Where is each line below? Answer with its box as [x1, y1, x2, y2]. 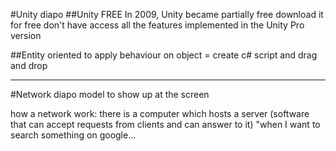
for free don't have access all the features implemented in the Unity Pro [10, 19, 305, 31]
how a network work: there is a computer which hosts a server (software [10, 108, 310, 119]
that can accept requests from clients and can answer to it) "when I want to [10, 119, 321, 130]
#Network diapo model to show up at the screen [10, 89, 210, 100]
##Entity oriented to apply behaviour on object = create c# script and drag [10, 49, 318, 61]
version [10, 30, 42, 41]
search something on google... [10, 129, 137, 141]
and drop [10, 60, 48, 71]
